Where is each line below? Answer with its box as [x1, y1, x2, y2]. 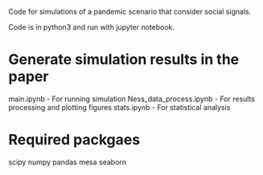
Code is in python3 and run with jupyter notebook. [8, 22, 175, 31]
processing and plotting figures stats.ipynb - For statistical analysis [8, 102, 231, 112]
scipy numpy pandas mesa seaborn [8, 157, 127, 167]
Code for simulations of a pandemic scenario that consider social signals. [8, 7, 252, 16]
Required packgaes [8, 131, 141, 149]
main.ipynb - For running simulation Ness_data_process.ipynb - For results [8, 94, 256, 104]
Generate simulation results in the [8, 51, 240, 69]
